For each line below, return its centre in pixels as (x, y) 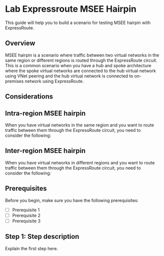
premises (14, 81)
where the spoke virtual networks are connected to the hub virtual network (81, 71)
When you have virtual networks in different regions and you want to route (80, 162)
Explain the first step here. (32, 248)
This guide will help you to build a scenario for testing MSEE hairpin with (78, 23)
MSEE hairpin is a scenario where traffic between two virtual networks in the (82, 55)
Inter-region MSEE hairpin (45, 151)
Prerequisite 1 (26, 210)
